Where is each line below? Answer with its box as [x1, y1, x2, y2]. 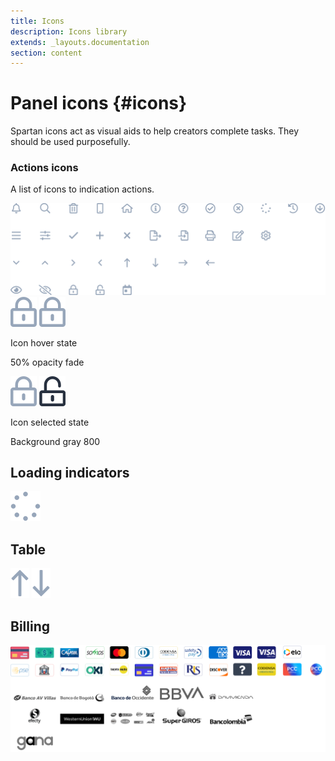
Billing [10, 618, 50, 635]
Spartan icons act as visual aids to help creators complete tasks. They [10, 125, 300, 137]
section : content [10, 48, 83, 58]
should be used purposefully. [10, 136, 131, 148]
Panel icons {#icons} [10, 92, 188, 115]
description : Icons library [10, 26, 128, 37]
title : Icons [10, 16, 65, 26]
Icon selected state [10, 416, 90, 428]
